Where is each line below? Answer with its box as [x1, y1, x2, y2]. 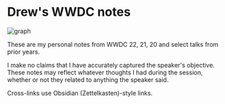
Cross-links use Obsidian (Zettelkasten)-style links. [7, 89, 153, 97]
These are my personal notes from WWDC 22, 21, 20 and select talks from [7, 40, 219, 48]
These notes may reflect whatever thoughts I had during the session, [7, 68, 203, 76]
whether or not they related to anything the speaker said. [7, 75, 169, 83]
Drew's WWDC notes [7, 4, 131, 20]
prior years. [7, 48, 40, 56]
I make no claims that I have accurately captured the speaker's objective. [7, 61, 215, 69]
